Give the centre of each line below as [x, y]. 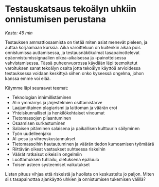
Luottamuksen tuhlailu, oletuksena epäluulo [56, 159]
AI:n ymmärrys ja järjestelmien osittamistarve [57, 102]
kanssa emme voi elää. [28, 78]
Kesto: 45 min [19, 33]
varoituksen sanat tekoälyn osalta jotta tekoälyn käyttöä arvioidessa [73, 68]
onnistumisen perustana [55, 19]
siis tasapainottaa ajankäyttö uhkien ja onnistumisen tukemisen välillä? [75, 179]
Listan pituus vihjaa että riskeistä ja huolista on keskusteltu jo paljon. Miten [79, 174]
